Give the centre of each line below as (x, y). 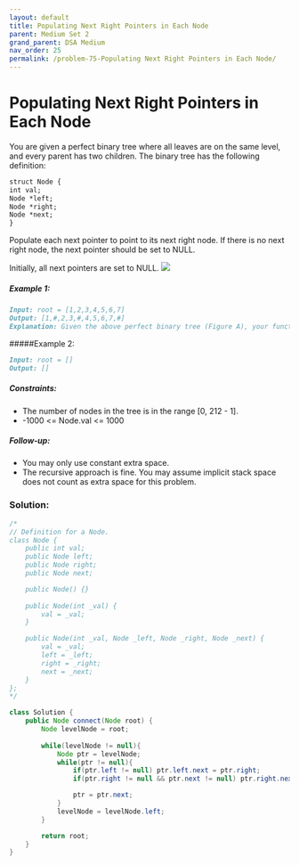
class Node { (33, 540)
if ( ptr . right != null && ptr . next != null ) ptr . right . (177, 779)
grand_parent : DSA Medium (57, 42)
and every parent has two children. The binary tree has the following (134, 156)
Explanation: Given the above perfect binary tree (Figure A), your (139, 326)
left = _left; (67, 656)
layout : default (39, 17)
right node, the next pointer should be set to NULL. (102, 249)
